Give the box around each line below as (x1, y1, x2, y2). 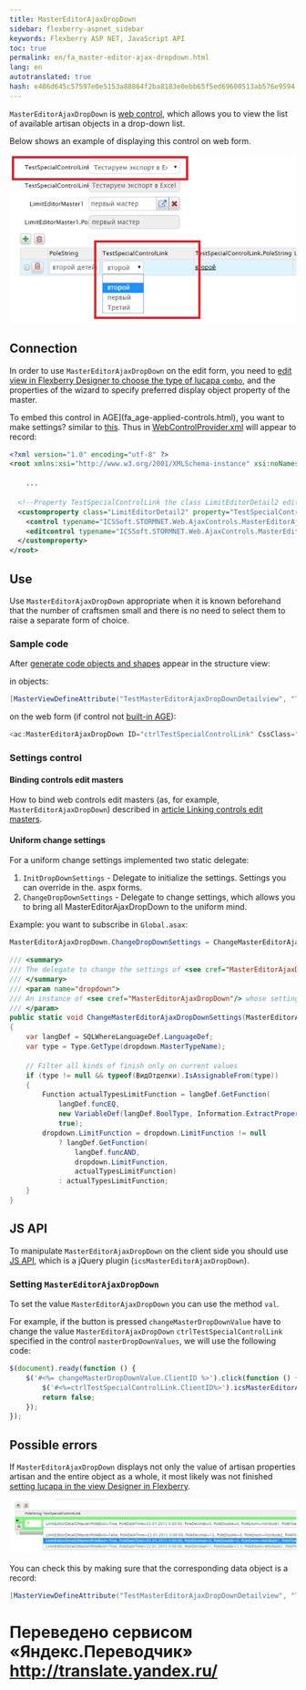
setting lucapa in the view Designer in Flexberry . (9, 1481, 191, 1492)
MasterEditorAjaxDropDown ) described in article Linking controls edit (9, 804, 263, 815)
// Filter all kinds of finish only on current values (25, 1061, 239, 1070)
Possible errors (9, 1437, 98, 1453)
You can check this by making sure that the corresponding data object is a (9, 1563, 289, 1574)
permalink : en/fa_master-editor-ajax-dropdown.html (9, 53, 209, 63)
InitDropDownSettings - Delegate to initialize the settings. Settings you (22, 872, 287, 883)
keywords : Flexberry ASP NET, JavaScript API (9, 34, 185, 43)
